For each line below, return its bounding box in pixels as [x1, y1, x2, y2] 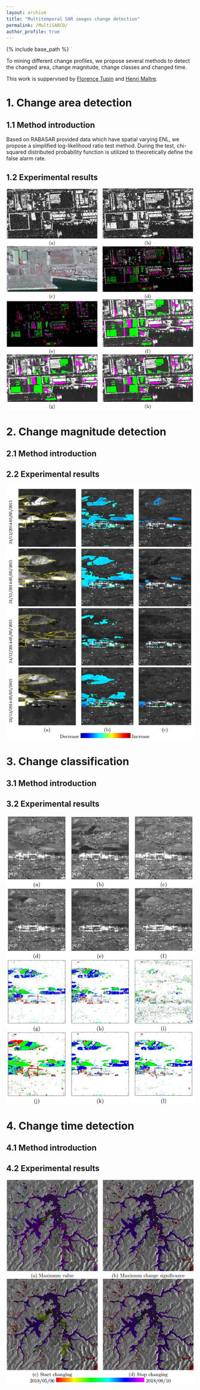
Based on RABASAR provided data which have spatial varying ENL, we [6, 136, 180, 143]
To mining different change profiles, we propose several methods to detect [6, 57, 190, 65]
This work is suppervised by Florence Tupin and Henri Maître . [6, 75, 158, 83]
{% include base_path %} [6, 45, 69, 53]
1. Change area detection [6, 96, 133, 110]
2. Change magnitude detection [6, 425, 167, 439]
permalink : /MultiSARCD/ [6, 22, 68, 28]
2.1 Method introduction [6, 449, 97, 459]
